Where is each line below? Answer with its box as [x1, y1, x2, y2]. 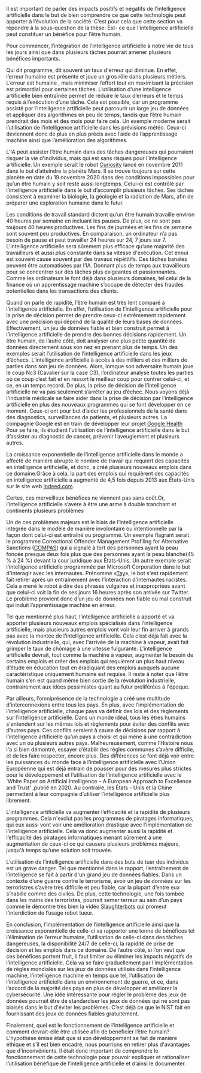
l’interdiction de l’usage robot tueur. [6, 909, 94, 916]
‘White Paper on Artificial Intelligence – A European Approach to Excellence [6, 778, 192, 785]
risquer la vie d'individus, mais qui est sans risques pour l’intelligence [6, 155, 178, 161]
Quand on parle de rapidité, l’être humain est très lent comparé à [6, 299, 166, 306]
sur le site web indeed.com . [6, 483, 75, 489]
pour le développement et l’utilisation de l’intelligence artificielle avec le [6, 771, 182, 779]
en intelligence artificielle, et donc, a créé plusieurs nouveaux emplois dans [6, 464, 192, 470]
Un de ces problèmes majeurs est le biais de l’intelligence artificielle [6, 519, 173, 525]
